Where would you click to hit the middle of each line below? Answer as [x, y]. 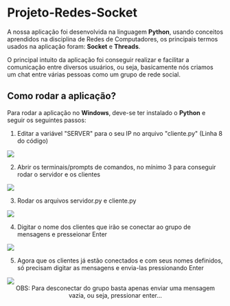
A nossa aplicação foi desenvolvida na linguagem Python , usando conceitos [115, 32]
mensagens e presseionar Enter [62, 234]
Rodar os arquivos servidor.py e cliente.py [77, 201]
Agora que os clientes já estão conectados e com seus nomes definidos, [120, 261]
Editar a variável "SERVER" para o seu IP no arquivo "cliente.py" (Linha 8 [120, 133]
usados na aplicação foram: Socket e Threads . [74, 46]
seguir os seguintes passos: [47, 120]
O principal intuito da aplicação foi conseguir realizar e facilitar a [98, 59]
